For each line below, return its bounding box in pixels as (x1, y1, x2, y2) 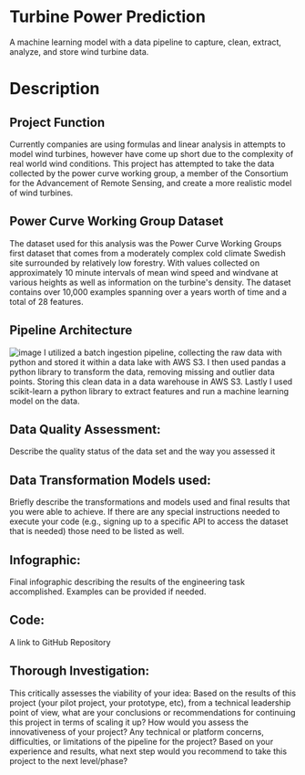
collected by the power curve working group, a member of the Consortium (9, 167, 289, 179)
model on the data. (9, 395, 80, 406)
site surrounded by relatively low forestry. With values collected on (9, 257, 260, 268)
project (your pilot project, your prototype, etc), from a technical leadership (9, 696, 291, 708)
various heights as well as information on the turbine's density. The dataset (9, 277, 291, 288)
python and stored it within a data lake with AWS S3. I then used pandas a (9, 356, 287, 367)
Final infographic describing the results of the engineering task (9, 577, 246, 587)
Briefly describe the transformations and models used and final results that (9, 497, 290, 508)
